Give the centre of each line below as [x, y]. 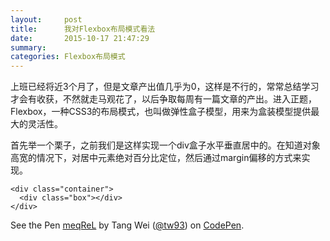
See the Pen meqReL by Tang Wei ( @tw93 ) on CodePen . [127, 225]
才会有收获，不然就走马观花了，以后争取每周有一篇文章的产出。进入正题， [163, 99]
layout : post [46, 19]
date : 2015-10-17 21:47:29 [80, 38]
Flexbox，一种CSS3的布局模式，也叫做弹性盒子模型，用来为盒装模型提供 [161, 112]
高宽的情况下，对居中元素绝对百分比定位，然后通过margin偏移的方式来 [156, 158]
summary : [28, 47]
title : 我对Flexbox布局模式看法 [83, 29]
